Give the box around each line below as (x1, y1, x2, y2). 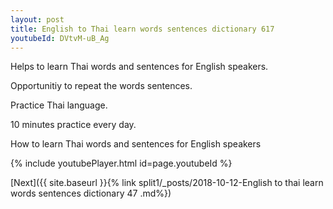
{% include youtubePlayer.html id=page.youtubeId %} (10, 157, 233, 170)
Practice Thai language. (10, 99, 108, 111)
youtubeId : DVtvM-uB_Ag (10, 33, 110, 43)
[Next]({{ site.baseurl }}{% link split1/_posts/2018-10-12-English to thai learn (10, 177, 324, 189)
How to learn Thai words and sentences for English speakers (10, 138, 262, 150)
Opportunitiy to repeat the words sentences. (10, 80, 193, 92)
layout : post (10, 14, 65, 25)
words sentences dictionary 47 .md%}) (10, 187, 172, 200)
